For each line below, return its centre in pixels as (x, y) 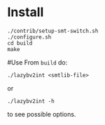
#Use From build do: (37, 62)
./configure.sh (29, 37)
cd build (20, 43)
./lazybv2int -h (31, 101)
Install (26, 12)
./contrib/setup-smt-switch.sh (53, 31)
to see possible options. (42, 114)
